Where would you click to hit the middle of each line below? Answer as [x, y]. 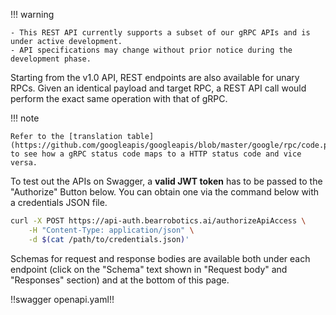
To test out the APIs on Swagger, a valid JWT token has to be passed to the [166, 181]
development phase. [51, 59]
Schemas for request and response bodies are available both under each [160, 258]
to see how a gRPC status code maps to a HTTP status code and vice [156, 154]
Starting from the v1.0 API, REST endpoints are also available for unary [155, 77]
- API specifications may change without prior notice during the [151, 50]
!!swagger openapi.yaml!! [62, 299]
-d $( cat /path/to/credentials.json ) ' [109, 239]
